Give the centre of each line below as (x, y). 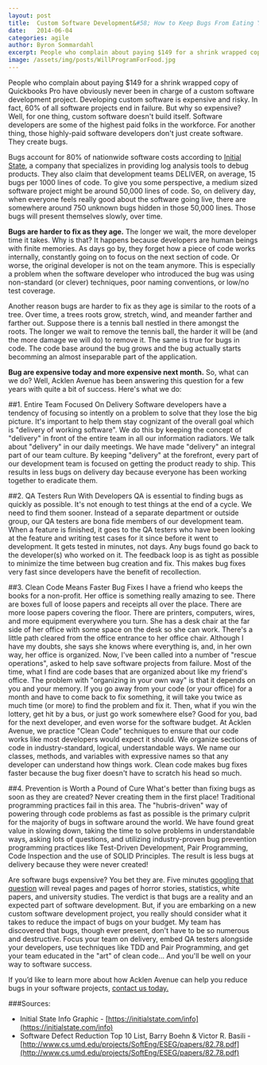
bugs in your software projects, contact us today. (89, 988)
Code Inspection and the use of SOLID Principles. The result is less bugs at (131, 856)
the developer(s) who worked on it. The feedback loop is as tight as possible (133, 555)
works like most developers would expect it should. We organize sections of (133, 739)
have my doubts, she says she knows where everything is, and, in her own (130, 646)
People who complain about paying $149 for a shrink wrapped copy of (124, 82)
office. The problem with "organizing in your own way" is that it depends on (132, 680)
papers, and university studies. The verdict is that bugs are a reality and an (131, 897)
